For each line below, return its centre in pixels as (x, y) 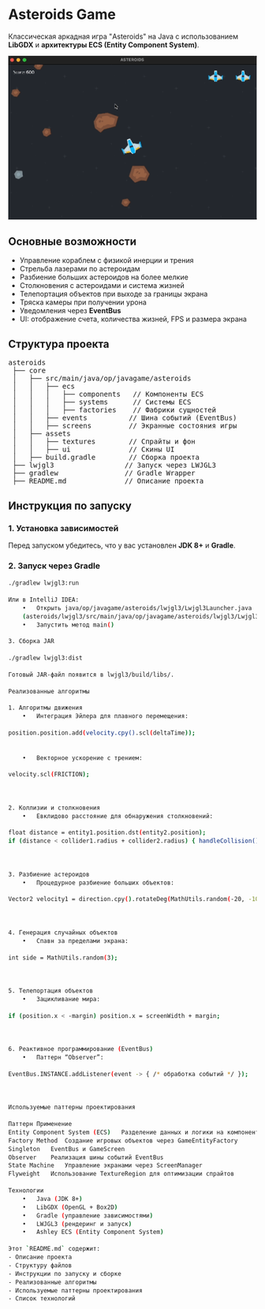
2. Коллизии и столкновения (54, 808)
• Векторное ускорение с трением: (83, 758)
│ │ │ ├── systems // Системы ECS (102, 402)
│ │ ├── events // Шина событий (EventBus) (125, 418)
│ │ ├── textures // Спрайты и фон (104, 442)
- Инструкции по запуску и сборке (65, 1273)
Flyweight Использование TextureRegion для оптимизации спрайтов (121, 1174)
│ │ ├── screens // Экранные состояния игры (125, 426)
